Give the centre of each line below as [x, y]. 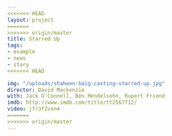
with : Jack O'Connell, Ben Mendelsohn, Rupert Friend [86, 96]
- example [21, 52]
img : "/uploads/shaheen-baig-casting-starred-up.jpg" [86, 83]
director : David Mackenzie [46, 90]
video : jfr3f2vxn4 [34, 109]
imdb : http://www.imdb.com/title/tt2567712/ [72, 103]
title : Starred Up [34, 39]
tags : [15, 45]
